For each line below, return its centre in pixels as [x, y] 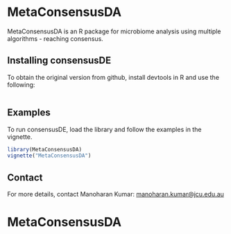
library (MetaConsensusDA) [44, 149]
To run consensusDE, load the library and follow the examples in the [104, 129]
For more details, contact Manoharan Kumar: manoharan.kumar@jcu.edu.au [115, 194]
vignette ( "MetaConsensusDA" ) [49, 156]
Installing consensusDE [59, 61]
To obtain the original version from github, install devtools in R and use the [113, 77]
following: [21, 85]
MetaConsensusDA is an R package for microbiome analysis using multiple [114, 31]
